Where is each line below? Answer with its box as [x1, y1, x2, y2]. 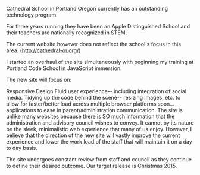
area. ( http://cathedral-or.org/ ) [6, 47, 81, 54]
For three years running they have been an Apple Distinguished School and [6, 23, 190, 30]
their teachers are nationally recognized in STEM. [6, 29, 127, 36]
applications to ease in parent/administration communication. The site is [6, 107, 183, 113]
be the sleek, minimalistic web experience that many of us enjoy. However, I [6, 126, 192, 132]
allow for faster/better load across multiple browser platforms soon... [6, 100, 174, 107]
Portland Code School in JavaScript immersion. [6, 65, 122, 72]
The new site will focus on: [6, 77, 72, 83]
